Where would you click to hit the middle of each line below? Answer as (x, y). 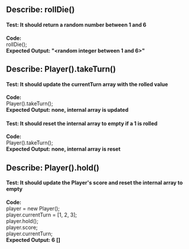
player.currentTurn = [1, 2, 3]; (42, 215)
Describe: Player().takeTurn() (61, 69)
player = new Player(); (33, 208)
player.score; (22, 227)
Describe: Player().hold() (53, 168)
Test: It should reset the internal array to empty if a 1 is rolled (82, 123)
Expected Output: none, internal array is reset (63, 149)
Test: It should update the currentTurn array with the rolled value (87, 84)
